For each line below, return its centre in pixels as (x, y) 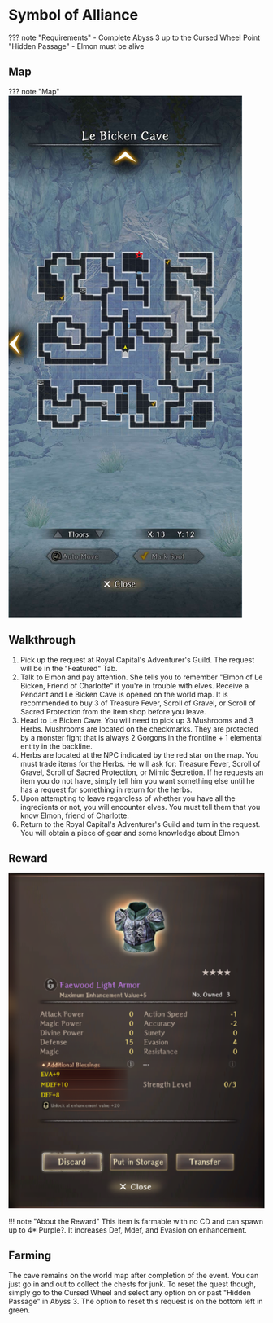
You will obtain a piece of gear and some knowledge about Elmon (130, 833)
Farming (30, 1256)
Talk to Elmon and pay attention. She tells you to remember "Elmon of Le (141, 677)
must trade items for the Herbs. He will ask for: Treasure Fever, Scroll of (140, 763)
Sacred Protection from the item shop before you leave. (113, 711)
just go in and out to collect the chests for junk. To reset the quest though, (132, 1284)
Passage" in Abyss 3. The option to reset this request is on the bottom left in (136, 1301)
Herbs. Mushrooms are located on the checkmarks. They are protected (139, 729)
